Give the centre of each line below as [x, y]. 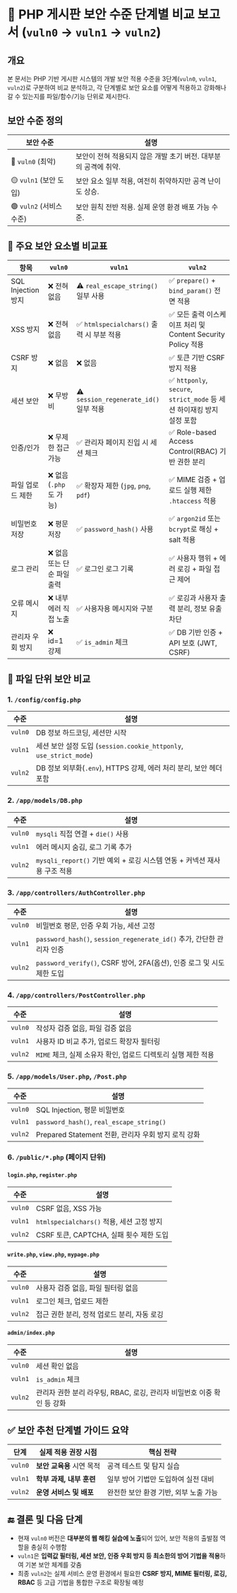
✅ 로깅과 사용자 [193, 598]
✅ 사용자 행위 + [193, 558]
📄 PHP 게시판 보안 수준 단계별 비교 [101, 14]
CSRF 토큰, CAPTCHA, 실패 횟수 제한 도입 [102, 1235]
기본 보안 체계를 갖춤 [54, 1564]
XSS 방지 [25, 329]
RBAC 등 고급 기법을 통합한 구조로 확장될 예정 [81, 1582]
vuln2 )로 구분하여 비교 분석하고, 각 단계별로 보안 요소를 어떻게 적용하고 [105, 88]
